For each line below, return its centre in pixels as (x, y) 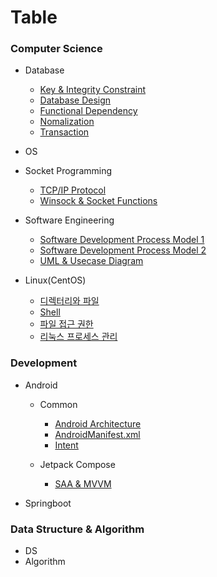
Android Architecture (98, 423)
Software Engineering (69, 220)
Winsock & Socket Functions (98, 201)
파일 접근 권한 (66, 324)
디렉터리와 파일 (69, 301)
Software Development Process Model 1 (122, 240)
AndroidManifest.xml (97, 434)
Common (58, 404)
